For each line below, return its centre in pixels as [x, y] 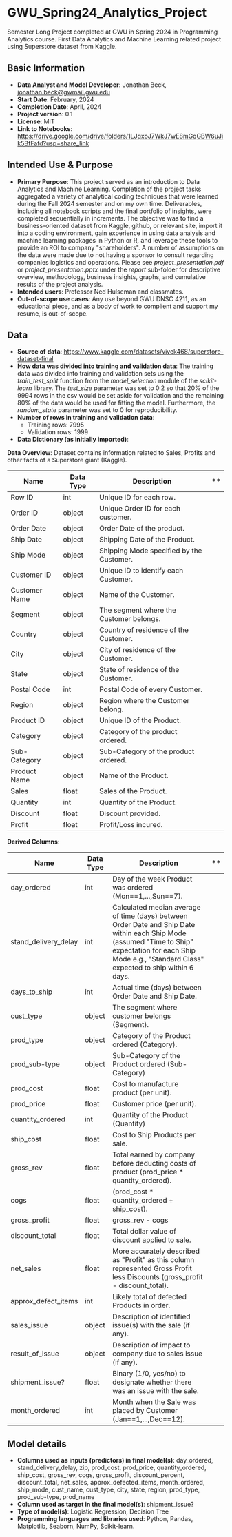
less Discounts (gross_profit [158, 1277]
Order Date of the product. [141, 529]
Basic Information [46, 68]
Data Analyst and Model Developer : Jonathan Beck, [92, 85]
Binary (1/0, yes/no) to [149, 1374]
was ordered [133, 888]
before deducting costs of [154, 1163]
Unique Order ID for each [140, 509]
